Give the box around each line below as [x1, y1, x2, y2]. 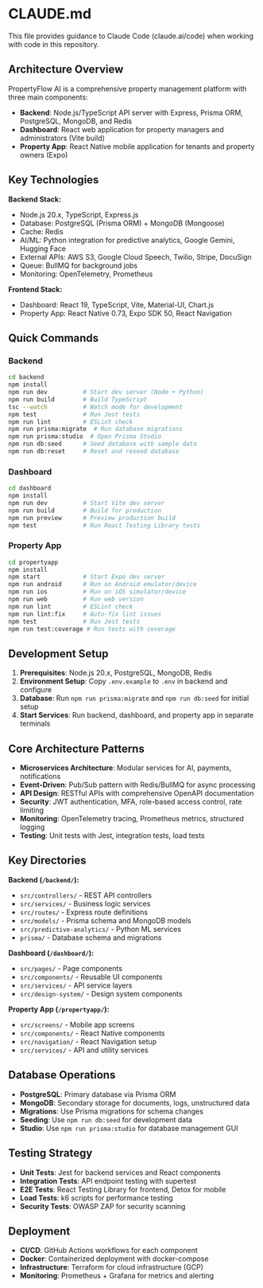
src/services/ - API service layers [19, 981, 133, 990]
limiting [19, 805, 44, 815]
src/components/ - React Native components [19, 1028, 165, 1038]
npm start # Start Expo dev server [8, 573, 165, 581]
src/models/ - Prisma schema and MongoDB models [19, 915, 192, 925]
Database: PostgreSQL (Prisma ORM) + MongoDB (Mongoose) [19, 218, 225, 228]
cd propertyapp [8, 558, 59, 566]
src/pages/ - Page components [19, 963, 123, 973]
